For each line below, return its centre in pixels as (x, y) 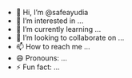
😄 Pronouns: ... (42, 58)
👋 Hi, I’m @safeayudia (52, 12)
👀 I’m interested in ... (50, 21)
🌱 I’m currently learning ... (58, 29)
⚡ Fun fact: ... (38, 67)
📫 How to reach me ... (53, 47)
